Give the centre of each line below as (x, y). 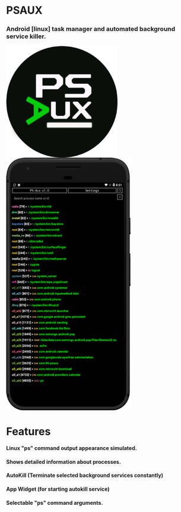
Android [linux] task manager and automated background (91, 29)
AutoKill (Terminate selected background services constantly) (85, 475)
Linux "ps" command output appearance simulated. (72, 448)
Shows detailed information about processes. (64, 461)
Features (28, 431)
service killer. (26, 36)
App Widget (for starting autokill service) (58, 489)
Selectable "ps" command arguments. (55, 502)
